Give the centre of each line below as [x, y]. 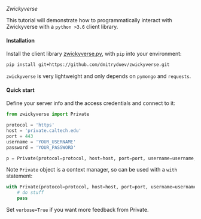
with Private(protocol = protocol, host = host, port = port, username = [91, 187]
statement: [19, 176]
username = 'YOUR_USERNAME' [41, 142]
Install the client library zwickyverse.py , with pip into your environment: [94, 54]
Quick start [20, 90]
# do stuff [31, 193]
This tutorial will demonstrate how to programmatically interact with [89, 20]
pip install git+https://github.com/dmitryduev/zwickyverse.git [88, 65]
